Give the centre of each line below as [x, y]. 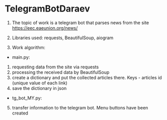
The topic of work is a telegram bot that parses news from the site [80, 23]
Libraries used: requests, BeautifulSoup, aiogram [63, 38]
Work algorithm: [29, 47]
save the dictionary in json [39, 88]
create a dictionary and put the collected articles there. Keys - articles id [87, 77]
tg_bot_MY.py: [27, 98]
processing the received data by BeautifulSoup [61, 72]
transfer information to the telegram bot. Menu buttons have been [80, 107]
